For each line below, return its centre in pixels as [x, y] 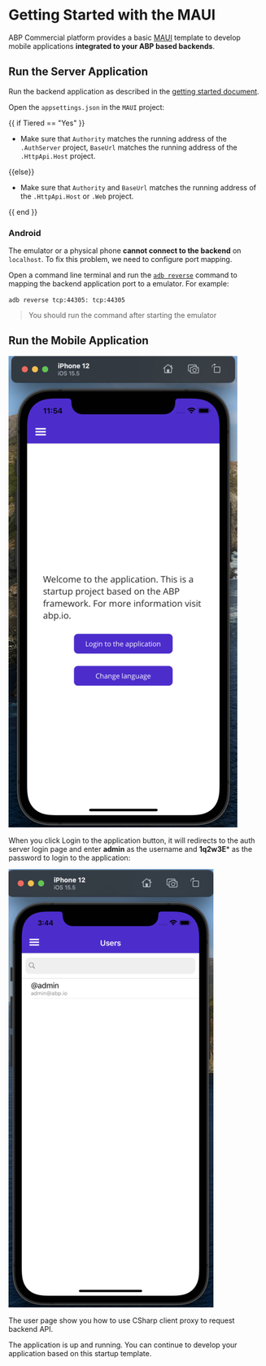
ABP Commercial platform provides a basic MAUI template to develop [125, 37]
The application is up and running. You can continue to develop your [123, 1345]
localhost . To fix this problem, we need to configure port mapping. [120, 260]
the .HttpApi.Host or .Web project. [77, 196]
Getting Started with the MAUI [112, 15]
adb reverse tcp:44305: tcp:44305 [67, 300]
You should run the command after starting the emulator [122, 316]
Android [25, 233]
